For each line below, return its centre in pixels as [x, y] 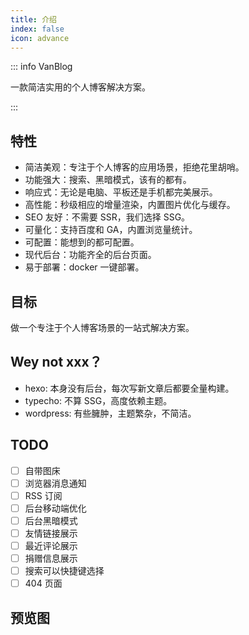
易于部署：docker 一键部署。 [84, 267]
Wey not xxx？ [56, 362]
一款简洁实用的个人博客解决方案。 [80, 87]
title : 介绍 [33, 19]
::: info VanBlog [41, 67]
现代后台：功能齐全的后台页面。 [90, 255]
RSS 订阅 [43, 495]
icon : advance [40, 38]
